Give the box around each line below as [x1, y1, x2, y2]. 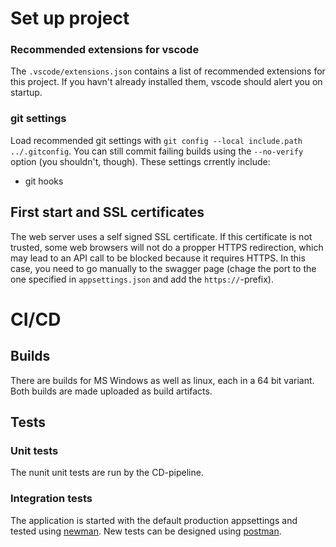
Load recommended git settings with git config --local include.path [10, 134, 303, 146]
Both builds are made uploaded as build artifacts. [10, 385, 213, 397]
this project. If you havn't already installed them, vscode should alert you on [10, 76, 323, 88]
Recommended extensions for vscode [10, 43, 200, 57]
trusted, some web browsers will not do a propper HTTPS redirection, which [10, 241, 324, 253]
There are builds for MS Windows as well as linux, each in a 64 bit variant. [10, 374, 315, 386]
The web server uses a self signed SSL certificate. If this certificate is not [10, 230, 313, 242]
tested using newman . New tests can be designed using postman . [10, 525, 282, 537]
